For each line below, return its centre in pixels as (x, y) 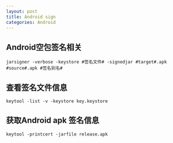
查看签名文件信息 (37, 87)
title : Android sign (31, 17)
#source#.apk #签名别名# (34, 68)
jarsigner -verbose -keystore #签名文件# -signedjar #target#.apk (86, 62)
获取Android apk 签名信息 (53, 121)
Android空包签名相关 (44, 47)
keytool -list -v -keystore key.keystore (57, 101)
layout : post (22, 11)
